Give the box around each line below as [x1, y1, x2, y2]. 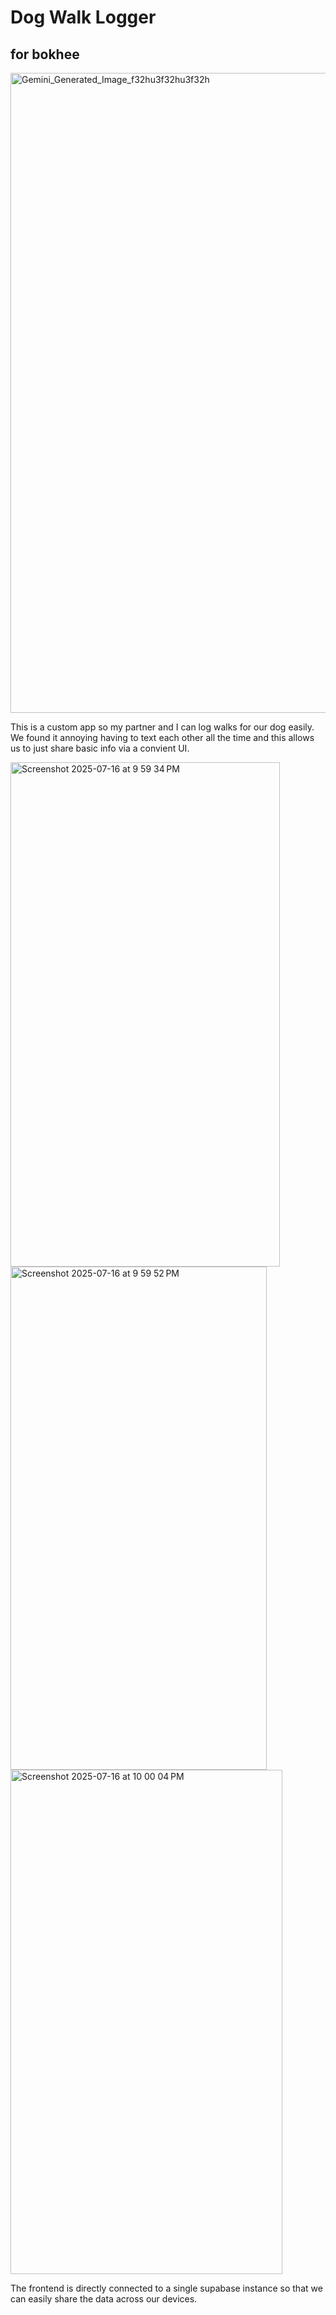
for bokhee [10, 46, 80, 63]
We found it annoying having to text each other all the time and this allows [10, 732, 315, 743]
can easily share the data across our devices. [10, 2293, 198, 2305]
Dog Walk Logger [10, 6, 157, 29]
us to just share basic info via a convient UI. [10, 742, 190, 754]
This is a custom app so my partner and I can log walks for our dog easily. [10, 721, 315, 733]
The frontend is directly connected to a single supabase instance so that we [10, 2282, 323, 2294]
